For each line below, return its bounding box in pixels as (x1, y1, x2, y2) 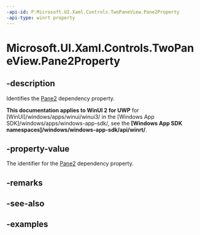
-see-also (6, 198, 45, 209)
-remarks (6, 177, 43, 188)
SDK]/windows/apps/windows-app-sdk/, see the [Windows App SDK (6, 119, 183, 127)
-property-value (6, 143, 70, 154)
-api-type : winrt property (6, 15, 75, 21)
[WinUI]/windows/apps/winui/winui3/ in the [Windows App (6, 113, 155, 120)
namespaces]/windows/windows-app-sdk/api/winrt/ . (6, 126, 147, 133)
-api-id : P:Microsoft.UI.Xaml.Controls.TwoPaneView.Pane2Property (6, 9, 180, 15)
